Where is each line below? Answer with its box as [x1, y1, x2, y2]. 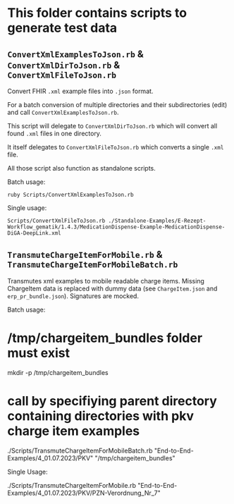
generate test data [7, 20, 118, 36]
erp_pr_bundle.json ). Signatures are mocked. [7, 291, 140, 300]
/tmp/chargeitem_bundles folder [7, 330, 203, 346]
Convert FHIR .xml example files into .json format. [7, 87, 154, 95]
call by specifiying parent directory [7, 393, 217, 409]
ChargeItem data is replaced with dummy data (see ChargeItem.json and [7, 284, 218, 293]
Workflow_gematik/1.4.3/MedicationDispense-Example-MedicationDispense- [7, 223, 226, 231]
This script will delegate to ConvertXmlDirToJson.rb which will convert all [7, 122, 218, 130]
